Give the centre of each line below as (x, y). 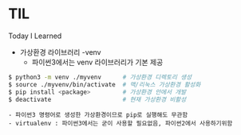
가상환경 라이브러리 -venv (60, 52)
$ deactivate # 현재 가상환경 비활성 (97, 99)
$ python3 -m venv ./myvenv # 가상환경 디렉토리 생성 (100, 77)
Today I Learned (35, 36)
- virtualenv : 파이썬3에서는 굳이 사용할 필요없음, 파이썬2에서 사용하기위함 (120, 124)
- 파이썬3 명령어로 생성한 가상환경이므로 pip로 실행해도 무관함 (98, 115)
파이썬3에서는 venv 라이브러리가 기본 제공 (97, 62)
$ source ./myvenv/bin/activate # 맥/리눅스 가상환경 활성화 (105, 84)
